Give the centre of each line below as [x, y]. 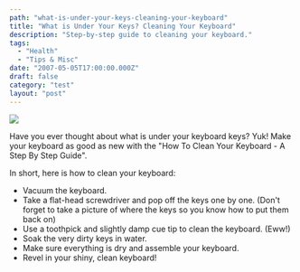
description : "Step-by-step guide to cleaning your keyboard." [131, 34]
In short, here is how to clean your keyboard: [93, 173]
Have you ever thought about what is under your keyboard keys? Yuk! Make [150, 136]
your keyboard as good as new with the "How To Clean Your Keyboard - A [147, 145]
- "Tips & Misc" [48, 60]
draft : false [34, 77]
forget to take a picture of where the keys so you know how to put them [155, 210]
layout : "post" [38, 93]
